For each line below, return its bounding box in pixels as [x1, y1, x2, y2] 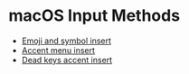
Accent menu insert [21, 44, 96, 55]
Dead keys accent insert [21, 54, 113, 65]
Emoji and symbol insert [21, 35, 112, 46]
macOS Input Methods [8, 5, 181, 26]
